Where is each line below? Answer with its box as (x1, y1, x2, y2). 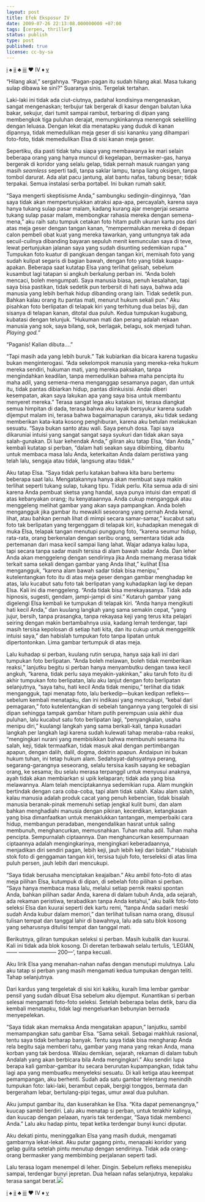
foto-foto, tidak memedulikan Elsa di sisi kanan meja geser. (6, 135, 155, 142)
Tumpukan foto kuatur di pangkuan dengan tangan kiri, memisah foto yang (6, 250, 195, 258)
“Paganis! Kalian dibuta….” (6, 340, 73, 348)
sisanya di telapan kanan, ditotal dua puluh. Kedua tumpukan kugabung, (6, 309, 188, 316)
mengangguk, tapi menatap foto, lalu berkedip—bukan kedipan (6, 689, 165, 697)
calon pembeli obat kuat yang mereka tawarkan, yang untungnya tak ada (6, 231, 190, 238)
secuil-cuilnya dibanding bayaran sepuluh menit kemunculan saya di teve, (6, 237, 193, 244)
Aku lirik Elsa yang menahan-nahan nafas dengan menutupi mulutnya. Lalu (6, 960, 195, 967)
